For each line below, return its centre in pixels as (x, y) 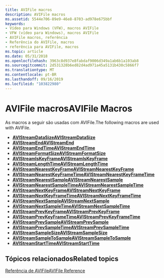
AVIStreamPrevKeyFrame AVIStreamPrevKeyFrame (66, 211)
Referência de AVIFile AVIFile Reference (45, 271)
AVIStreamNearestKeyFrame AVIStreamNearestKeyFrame (73, 169)
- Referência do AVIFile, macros (40, 42)
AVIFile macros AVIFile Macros (69, 108)
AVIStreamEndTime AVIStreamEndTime (54, 148)
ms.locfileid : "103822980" (33, 84)
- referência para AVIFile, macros (42, 47)
